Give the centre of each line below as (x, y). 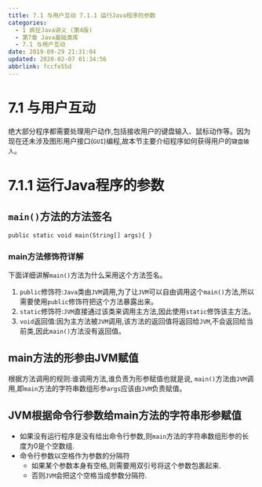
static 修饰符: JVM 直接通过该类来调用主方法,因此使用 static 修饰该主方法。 (137, 311)
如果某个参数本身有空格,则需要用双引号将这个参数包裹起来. (126, 465)
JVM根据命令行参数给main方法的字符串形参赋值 (125, 416)
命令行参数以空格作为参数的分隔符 (75, 456)
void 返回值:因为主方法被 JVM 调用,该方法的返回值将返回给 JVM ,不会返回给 (133, 321)
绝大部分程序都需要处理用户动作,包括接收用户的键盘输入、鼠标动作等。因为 (129, 131)
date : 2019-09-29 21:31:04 (52, 52)
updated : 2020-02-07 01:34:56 (58, 60)
